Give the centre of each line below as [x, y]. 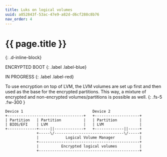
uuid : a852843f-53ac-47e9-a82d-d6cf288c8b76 [52, 14]
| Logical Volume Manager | [89, 138]
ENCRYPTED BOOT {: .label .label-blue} [46, 67]
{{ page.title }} [36, 44]
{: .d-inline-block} [23, 57]
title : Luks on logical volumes [39, 10]
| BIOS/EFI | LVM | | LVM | [73, 125]
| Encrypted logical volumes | [89, 147]
